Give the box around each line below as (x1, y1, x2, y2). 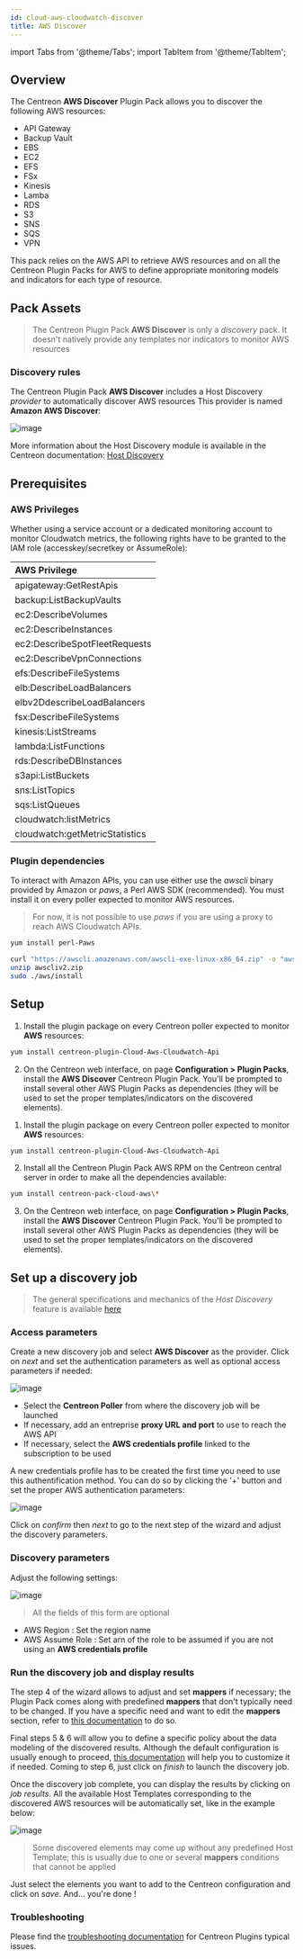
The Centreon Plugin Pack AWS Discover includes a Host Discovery (10, 386, 263, 397)
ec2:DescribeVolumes (14, 608, 108, 621)
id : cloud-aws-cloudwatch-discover (10, 13, 144, 22)
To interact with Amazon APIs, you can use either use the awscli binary (10, 875, 273, 886)
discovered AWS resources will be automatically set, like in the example (10, 1798, 275, 1809)
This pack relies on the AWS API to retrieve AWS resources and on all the (10, 256, 281, 266)
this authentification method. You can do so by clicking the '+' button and (10, 1475, 282, 1486)
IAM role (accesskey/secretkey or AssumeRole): (10, 543, 188, 553)
